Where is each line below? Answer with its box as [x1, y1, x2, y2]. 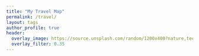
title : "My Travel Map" [6, 8, 65, 15]
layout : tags [6, 19, 38, 25]
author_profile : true [6, 24, 60, 31]
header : [6, 30, 25, 36]
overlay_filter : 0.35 [11, 41, 65, 47]
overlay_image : [11, 36, 49, 41]
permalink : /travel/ [6, 14, 57, 20]
